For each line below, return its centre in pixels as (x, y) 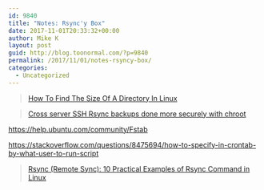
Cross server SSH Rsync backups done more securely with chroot (137, 114)
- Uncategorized (42, 75)
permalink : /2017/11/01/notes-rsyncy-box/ (80, 61)
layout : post (30, 46)
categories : (28, 68)
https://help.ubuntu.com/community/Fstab (78, 129)
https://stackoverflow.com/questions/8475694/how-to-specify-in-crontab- (132, 144)
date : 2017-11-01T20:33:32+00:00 (64, 30)
